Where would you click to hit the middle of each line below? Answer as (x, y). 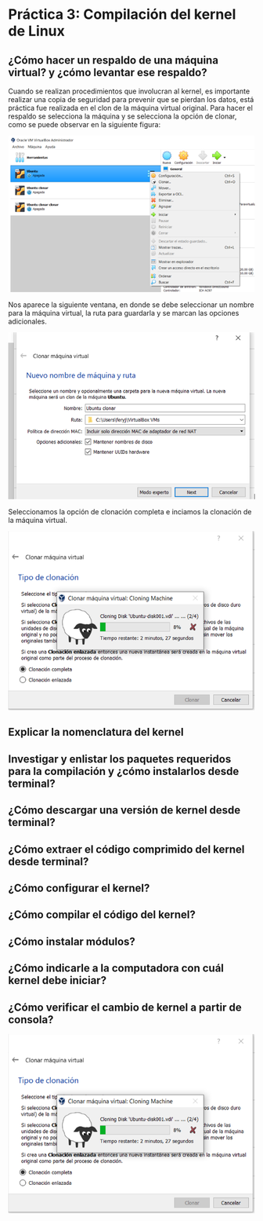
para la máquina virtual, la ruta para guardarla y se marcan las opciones (124, 313)
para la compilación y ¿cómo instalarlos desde (124, 771)
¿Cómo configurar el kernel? (79, 888)
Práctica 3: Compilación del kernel (122, 15)
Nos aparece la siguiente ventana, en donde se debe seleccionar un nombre (131, 305)
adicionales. (27, 322)
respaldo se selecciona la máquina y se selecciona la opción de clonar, (122, 116)
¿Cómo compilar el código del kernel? (102, 915)
